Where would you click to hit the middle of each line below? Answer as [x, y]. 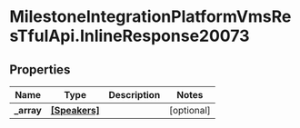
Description [135, 95]
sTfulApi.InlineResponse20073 [130, 36]
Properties [40, 69]
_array [28, 110]
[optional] [190, 110]
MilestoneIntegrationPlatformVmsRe [150, 17]
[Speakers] [75, 110]
